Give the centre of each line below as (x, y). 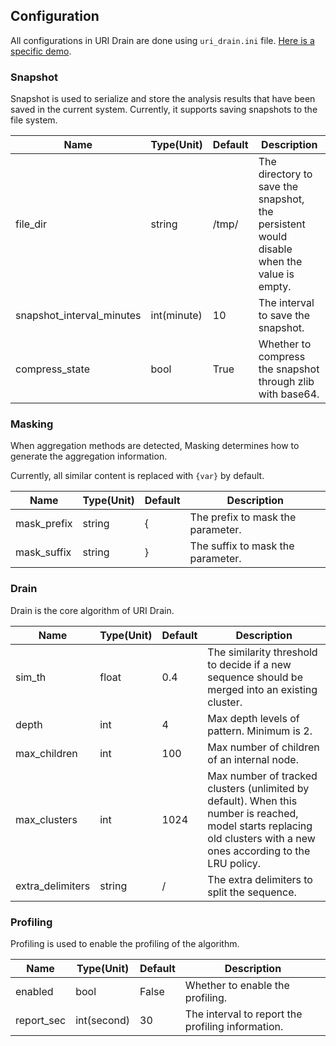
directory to (285, 174)
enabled (34, 991)
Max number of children (263, 747)
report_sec (41, 1020)
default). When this (252, 801)
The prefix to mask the (243, 517)
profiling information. (234, 1026)
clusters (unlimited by (258, 788)
